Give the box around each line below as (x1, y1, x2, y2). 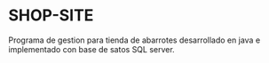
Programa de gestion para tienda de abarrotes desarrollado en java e (8, 35, 261, 45)
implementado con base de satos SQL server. (8, 43, 175, 54)
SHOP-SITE (8, 5, 94, 26)
